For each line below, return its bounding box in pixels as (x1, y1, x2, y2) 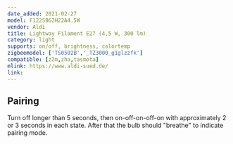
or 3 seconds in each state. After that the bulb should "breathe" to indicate (7, 121, 224, 130)
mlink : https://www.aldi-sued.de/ (7, 63, 109, 70)
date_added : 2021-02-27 (7, 10, 77, 18)
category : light (7, 37, 55, 44)
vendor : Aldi (7, 23, 46, 30)
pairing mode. (7, 129, 48, 137)
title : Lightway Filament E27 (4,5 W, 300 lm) (7, 30, 146, 37)
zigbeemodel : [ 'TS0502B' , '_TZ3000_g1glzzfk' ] (7, 50, 143, 57)
